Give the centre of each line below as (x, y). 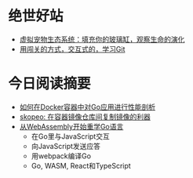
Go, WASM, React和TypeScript (81, 165)
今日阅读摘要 (50, 84)
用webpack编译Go (61, 156)
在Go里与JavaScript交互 (70, 136)
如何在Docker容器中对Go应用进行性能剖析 (87, 107)
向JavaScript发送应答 (66, 146)
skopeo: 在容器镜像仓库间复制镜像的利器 (85, 116)
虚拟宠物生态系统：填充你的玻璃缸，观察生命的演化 (102, 39)
